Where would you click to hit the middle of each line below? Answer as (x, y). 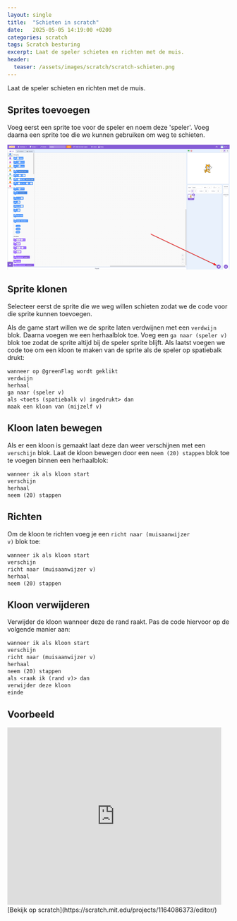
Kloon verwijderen (49, 604)
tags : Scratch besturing (44, 45)
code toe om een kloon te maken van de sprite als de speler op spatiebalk (115, 350)
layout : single (30, 15)
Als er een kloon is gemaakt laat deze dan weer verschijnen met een (107, 445)
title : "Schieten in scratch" (53, 22)
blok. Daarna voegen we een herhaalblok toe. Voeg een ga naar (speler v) (117, 335)
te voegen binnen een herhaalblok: (58, 460)
